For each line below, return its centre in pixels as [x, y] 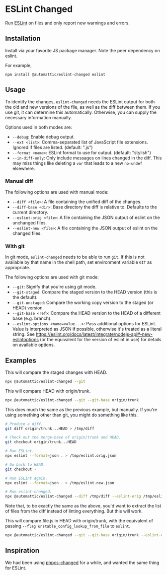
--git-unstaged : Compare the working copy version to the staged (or [83, 303]
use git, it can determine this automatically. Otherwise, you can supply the [81, 112]
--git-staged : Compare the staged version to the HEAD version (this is [85, 292]
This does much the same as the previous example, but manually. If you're [81, 409]
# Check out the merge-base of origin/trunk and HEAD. [63, 437]
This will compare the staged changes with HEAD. [56, 372]
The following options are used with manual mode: [57, 192]
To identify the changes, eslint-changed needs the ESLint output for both [80, 102]
